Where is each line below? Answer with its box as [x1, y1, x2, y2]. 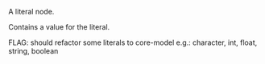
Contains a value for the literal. [8, 22, 110, 31]
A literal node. [8, 7, 55, 16]
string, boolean [8, 46, 59, 55]
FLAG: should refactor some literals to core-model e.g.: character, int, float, [8, 38, 258, 47]
